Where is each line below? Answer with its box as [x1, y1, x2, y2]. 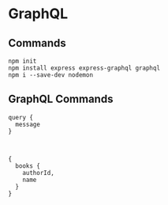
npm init [8, 57, 37, 65]
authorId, [22, 169, 55, 177]
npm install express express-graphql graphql [8, 64, 160, 72]
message [15, 120, 41, 128]
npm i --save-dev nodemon [8, 71, 93, 79]
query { [8, 113, 34, 121]
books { [15, 161, 41, 170]
